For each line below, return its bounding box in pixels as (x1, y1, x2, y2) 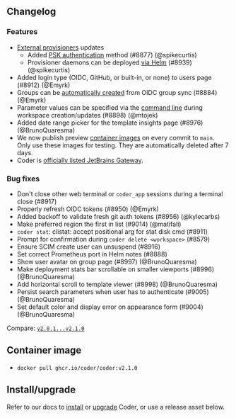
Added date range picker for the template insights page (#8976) (16, 118, 203, 127)
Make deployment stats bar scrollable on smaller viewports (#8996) (16, 265, 215, 273)
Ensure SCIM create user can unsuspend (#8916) (16, 242, 160, 251)
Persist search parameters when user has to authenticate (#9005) (16, 287, 209, 296)
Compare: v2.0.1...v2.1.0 (6, 324, 85, 332)
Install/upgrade (6, 384, 76, 396)
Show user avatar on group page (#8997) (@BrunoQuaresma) (16, 257, 197, 266)
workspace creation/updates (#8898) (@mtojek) (16, 111, 158, 119)
